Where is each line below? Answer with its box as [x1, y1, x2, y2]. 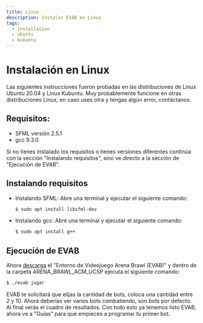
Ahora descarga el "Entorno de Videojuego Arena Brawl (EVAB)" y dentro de [6, 262, 197, 269]
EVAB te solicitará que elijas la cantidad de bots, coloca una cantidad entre [6, 291, 193, 298]
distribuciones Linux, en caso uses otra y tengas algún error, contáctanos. [6, 96, 191, 103]
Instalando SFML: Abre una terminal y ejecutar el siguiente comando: [15, 195, 188, 202]
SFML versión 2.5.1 [15, 130, 62, 137]
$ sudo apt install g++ [15, 228, 76, 235]
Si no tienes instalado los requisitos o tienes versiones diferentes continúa [6, 148, 191, 155]
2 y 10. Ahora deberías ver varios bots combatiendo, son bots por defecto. [6, 298, 192, 304]
